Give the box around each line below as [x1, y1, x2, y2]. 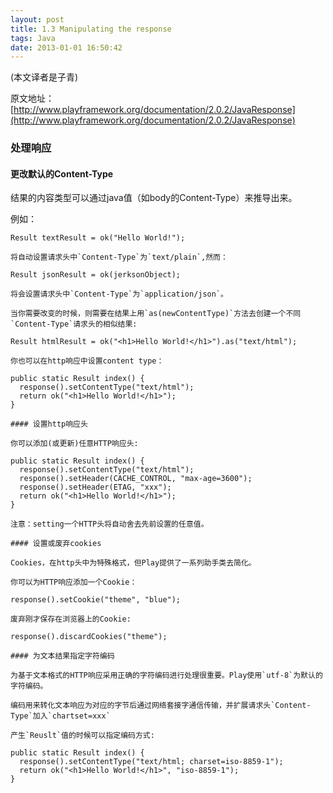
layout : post [10, 14, 65, 25]
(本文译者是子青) [10, 71, 79, 83]
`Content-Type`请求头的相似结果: [10, 319, 138, 330]
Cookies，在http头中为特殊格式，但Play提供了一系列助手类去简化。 [10, 558, 257, 568]
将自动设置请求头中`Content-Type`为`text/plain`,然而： [10, 252, 228, 263]
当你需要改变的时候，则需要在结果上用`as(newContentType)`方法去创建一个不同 [10, 309, 302, 319]
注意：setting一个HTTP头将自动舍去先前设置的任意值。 [10, 519, 209, 530]
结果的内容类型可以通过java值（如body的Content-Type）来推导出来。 [10, 192, 298, 204]
